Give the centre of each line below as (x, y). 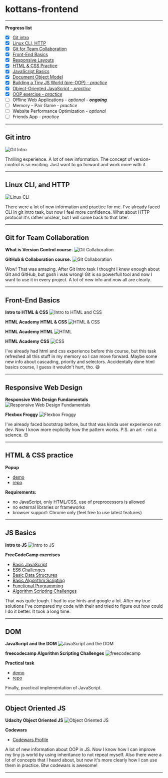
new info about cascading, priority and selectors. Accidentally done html (80, 362)
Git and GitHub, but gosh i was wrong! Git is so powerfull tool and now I (79, 274)
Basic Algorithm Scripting (38, 580)
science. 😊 (17, 435)
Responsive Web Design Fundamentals (47, 400)
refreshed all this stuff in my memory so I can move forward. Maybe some (81, 356)
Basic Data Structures (35, 575)
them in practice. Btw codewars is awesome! (51, 765)
